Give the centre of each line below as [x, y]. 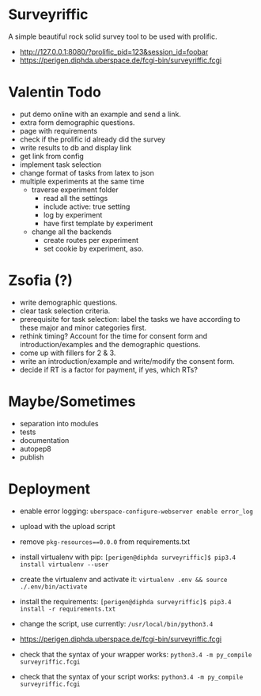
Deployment [49, 489]
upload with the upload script [68, 526]
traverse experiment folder [75, 189]
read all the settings [76, 198]
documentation [44, 440]
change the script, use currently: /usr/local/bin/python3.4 [116, 623]
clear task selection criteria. [65, 311]
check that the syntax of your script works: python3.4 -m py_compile [131, 676]
